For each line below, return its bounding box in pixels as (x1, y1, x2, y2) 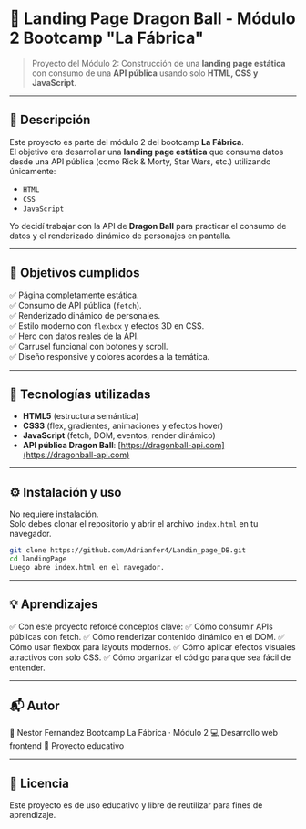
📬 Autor (9, 698, 61, 714)
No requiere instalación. (9, 509, 99, 519)
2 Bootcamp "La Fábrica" (9, 27, 204, 48)
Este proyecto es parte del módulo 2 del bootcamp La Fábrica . (9, 136, 244, 147)
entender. (9, 662, 46, 673)
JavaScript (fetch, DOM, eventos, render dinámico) (22, 430, 216, 441)
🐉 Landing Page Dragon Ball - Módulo (9, 8, 296, 29)
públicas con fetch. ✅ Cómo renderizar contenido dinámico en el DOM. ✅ (9, 631, 285, 642)
